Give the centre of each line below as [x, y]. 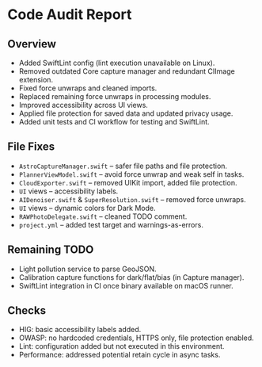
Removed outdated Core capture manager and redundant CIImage [127, 71]
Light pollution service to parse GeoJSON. [87, 269]
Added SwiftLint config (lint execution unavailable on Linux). [117, 63]
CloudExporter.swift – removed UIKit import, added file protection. [128, 182]
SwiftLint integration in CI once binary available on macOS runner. [126, 285]
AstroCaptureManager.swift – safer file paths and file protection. [123, 166]
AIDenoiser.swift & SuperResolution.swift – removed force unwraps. [132, 199]
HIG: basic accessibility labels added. [80, 330]
